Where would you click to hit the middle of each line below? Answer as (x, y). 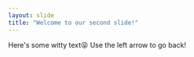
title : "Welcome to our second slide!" (73, 23)
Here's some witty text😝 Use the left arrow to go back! (97, 45)
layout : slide (31, 15)
